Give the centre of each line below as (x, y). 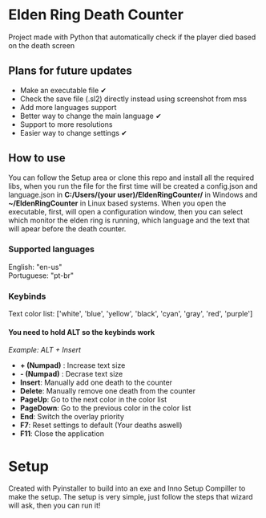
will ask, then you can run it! (54, 506)
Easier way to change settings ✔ (74, 133)
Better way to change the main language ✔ (91, 116)
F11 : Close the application (62, 434)
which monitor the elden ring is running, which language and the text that (129, 220)
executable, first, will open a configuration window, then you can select (126, 211)
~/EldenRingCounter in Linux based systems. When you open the (117, 203)
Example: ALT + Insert (45, 350)
